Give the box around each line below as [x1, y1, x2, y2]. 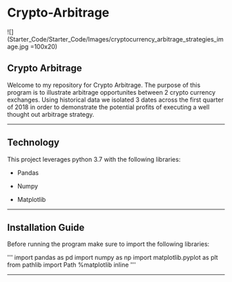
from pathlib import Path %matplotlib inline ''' [7, 261, 136, 269]
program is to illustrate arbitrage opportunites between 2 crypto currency [7, 88, 216, 96]
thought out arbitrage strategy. [7, 110, 95, 118]
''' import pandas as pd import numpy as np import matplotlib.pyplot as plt [7, 254, 219, 262]
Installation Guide [7, 221, 85, 233]
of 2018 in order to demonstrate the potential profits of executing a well [7, 102, 210, 111]
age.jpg [7, 42, 29, 50]
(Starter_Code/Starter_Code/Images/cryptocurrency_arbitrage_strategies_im [7, 35, 224, 43]
